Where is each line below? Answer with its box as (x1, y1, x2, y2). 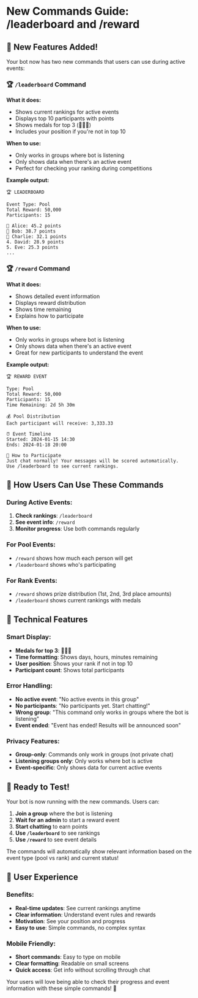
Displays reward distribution (15, 299, 86, 306)
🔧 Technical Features (6, 615, 88, 625)
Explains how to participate (15, 312, 84, 320)
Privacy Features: (6, 737, 60, 745)
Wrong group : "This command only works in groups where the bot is (15, 708, 189, 716)
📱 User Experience (6, 872, 78, 883)
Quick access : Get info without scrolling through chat (15, 966, 151, 973)
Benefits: (6, 891, 35, 899)
